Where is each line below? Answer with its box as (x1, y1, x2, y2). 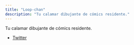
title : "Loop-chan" (5, 7, 46, 12)
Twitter (12, 35, 27, 41)
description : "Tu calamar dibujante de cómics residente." (5, 12, 130, 17)
